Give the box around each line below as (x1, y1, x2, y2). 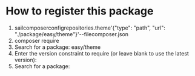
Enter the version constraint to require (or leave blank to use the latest (14, 49, 189, 57)
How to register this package (5, 4, 154, 18)
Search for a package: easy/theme (14, 43, 101, 51)
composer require (14, 37, 59, 44)
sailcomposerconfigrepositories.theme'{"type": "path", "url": (14, 24, 166, 31)
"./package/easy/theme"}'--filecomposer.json (14, 30, 128, 37)
